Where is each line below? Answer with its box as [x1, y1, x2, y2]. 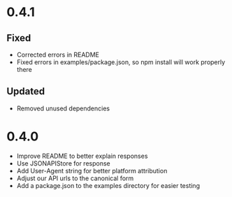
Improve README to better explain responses [16, 152, 148, 160]
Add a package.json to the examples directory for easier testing [16, 181, 201, 189]
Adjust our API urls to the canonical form [16, 174, 134, 182]
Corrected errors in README [16, 50, 99, 59]
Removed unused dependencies [16, 104, 110, 112]
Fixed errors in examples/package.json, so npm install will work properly [16, 58, 226, 66]
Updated [6, 85, 45, 98]
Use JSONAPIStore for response [16, 159, 111, 168]
